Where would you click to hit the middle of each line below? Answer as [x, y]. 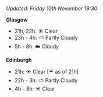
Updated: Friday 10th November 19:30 [52, 8]
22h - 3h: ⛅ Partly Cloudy [46, 80]
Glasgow [17, 20]
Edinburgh [19, 60]
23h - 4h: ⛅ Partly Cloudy [46, 38]
